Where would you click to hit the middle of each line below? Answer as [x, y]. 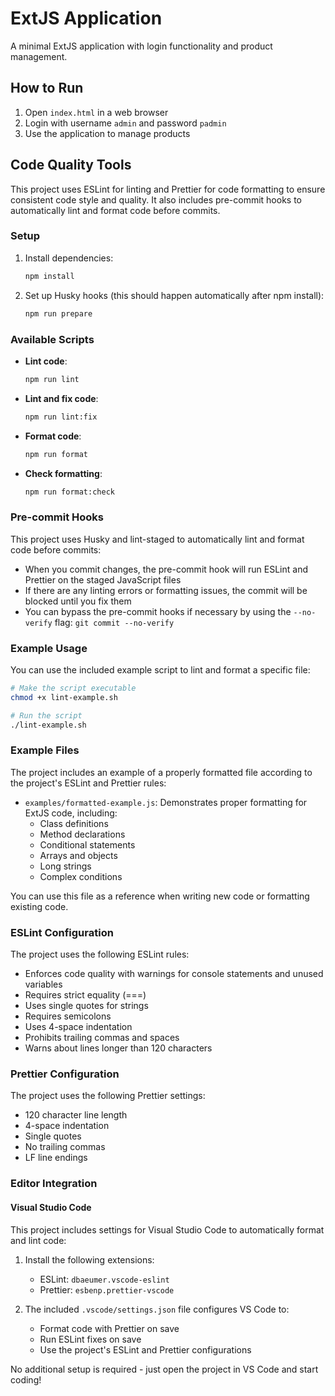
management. [39, 56]
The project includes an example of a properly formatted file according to [161, 772]
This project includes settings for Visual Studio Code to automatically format [167, 1229]
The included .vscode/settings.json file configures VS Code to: [157, 1309]
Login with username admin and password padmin [125, 123]
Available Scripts [52, 339]
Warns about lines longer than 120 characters [118, 1048]
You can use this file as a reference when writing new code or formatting [160, 896]
